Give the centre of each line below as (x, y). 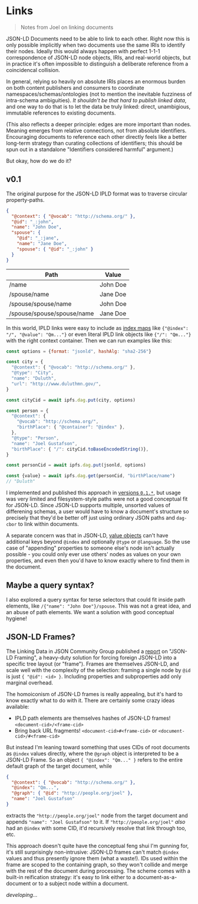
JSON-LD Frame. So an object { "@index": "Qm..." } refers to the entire (94, 759)
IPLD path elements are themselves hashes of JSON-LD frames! (93, 718)
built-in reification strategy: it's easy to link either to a (71, 877)
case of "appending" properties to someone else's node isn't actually (90, 548)
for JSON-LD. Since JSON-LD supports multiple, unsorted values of (88, 505)
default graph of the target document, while (59, 766)
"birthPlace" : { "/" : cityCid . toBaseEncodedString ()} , (80, 449)
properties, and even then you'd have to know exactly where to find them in (98, 560)
